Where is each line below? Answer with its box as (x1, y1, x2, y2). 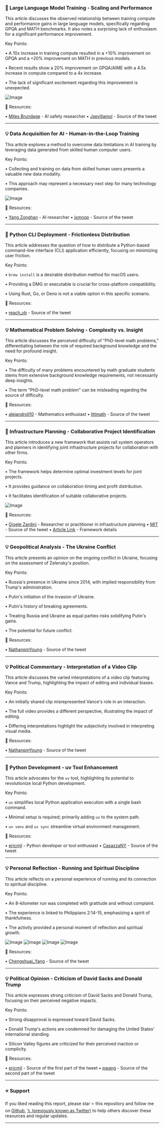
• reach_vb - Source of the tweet (5, 309, 71, 316)
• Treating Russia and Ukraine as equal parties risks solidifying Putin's (5, 613, 146, 618)
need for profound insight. (5, 348, 58, 354)
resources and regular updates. (5, 1113, 68, 1119)
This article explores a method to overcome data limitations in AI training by (5, 141, 157, 147)
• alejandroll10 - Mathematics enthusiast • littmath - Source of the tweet (5, 411, 150, 417)
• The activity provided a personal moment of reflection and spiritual (5, 924, 143, 930)
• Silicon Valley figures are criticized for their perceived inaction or (5, 1041, 139, 1047)
